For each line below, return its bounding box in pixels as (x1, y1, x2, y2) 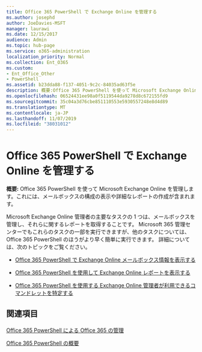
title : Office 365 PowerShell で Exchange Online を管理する (6, 8, 158, 15)
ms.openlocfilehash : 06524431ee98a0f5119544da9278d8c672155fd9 (6, 93, 168, 99)
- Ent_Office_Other (6, 71, 55, 77)
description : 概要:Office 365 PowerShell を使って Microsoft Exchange (6, 88, 182, 94)
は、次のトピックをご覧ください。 (6, 243, 91, 251)
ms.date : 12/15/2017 (6, 31, 58, 37)
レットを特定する (31, 289, 73, 296)
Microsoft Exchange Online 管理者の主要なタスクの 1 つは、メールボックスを (6, 213, 195, 220)
